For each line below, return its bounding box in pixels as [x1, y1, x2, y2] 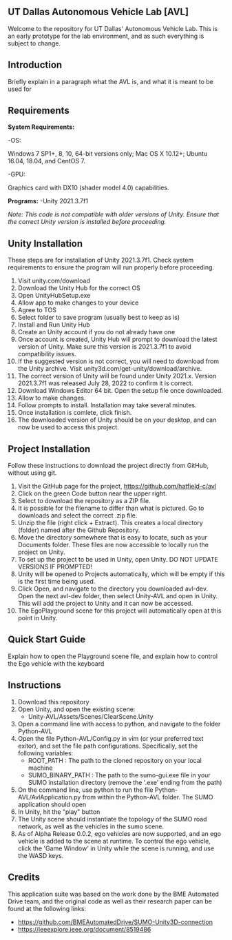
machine [28, 764, 53, 772]
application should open [17, 800, 87, 808]
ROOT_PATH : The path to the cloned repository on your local [28, 756, 202, 764]
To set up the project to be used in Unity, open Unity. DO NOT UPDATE [17, 555, 219, 564]
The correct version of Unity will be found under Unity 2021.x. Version [17, 372, 217, 380]
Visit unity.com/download [17, 276, 90, 285]
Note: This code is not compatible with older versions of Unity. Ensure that [8, 210, 220, 218]
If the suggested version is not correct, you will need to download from [17, 357, 220, 365]
